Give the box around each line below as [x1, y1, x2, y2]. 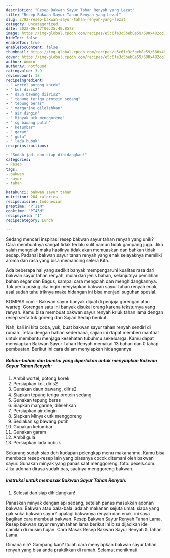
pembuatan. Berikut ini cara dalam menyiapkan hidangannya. [6, 346, 133, 352]
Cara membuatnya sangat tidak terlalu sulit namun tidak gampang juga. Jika [6, 242, 163, 248]
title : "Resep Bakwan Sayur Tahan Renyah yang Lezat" [6, 12, 122, 17]
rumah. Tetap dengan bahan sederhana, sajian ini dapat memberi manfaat [6, 330, 159, 336]
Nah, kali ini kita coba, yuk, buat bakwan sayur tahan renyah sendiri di [6, 324, 151, 330]
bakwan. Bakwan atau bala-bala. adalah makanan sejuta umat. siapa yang [6, 505, 159, 511]
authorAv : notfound [6, 64, 47, 69]
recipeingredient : [6, 78, 44, 83]
